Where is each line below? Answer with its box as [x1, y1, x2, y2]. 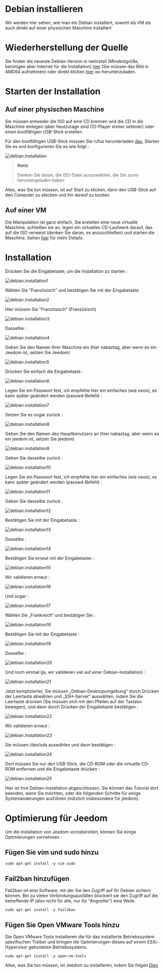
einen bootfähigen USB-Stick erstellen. [5, 128, 84, 134]
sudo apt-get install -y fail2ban [5, 907, 76, 913]
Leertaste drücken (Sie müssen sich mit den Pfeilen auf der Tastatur [5, 698, 142, 704]
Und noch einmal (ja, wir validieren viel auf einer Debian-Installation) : [5, 669, 146, 675]
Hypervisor [5, 944, 28, 950]
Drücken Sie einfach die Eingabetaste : [5, 368, 83, 374]
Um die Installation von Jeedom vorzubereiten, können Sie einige [5, 829, 137, 835]
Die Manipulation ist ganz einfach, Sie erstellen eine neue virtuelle [5, 219, 138, 225]
